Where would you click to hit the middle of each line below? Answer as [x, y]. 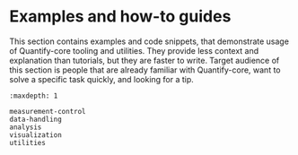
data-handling [36, 119]
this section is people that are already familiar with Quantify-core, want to [145, 70]
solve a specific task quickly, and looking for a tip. [102, 79]
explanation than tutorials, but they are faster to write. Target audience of [145, 60]
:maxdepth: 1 [34, 96]
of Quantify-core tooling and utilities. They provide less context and [134, 50]
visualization [36, 135]
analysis [26, 127]
